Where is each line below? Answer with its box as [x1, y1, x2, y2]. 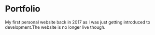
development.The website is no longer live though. [5, 24, 106, 30]
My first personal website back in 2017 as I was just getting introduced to [5, 19, 151, 25]
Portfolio [5, 3, 41, 14]
